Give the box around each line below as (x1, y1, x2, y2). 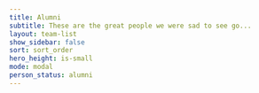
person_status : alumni (9, 71, 93, 80)
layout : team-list (9, 29, 77, 38)
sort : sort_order (9, 46, 74, 55)
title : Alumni (9, 12, 62, 22)
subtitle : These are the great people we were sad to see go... (9, 21, 252, 30)
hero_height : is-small (9, 54, 93, 63)
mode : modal (9, 63, 53, 72)
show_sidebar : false (9, 37, 86, 47)
